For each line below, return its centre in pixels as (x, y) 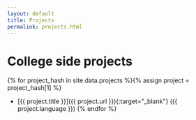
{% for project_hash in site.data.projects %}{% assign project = (98, 80)
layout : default (31, 14)
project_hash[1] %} (35, 88)
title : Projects (31, 20)
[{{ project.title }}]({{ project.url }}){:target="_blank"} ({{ (97, 101)
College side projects (70, 61)
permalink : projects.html (45, 27)
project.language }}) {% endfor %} (67, 109)
